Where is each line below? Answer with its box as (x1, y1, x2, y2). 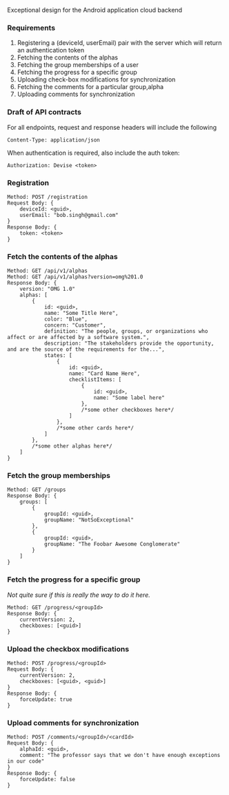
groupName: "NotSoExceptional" (43, 517, 135, 524)
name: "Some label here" (93, 394, 166, 401)
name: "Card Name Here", (68, 370, 140, 377)
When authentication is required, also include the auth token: (7, 149, 180, 157)
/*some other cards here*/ (56, 425, 135, 432)
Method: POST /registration (7, 193, 88, 200)
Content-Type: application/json (7, 136, 100, 144)
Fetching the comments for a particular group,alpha (17, 83, 164, 91)
